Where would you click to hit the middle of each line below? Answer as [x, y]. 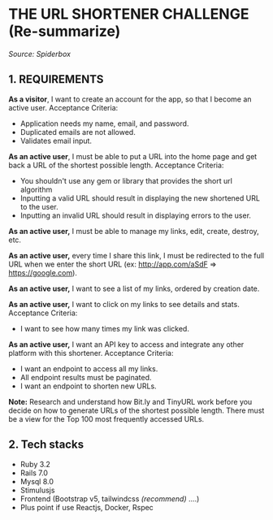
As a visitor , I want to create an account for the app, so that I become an [130, 99]
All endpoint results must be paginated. [86, 377]
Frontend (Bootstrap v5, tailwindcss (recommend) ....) [110, 498]
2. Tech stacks [46, 445]
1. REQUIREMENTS [56, 79]
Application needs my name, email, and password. [104, 123]
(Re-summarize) [65, 31]
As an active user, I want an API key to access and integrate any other [126, 344]
